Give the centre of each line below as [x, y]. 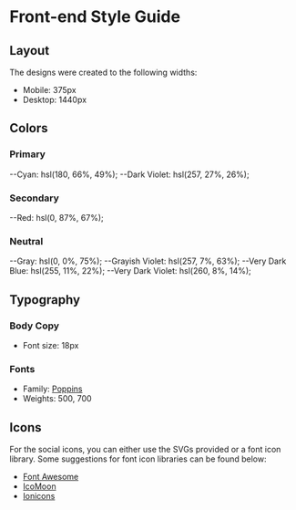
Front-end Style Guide [95, 17]
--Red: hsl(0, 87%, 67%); [56, 217]
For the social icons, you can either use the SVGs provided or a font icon [145, 450]
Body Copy [35, 326]
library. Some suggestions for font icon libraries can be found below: [138, 459]
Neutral [26, 241]
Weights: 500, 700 [57, 399]
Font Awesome [51, 477]
